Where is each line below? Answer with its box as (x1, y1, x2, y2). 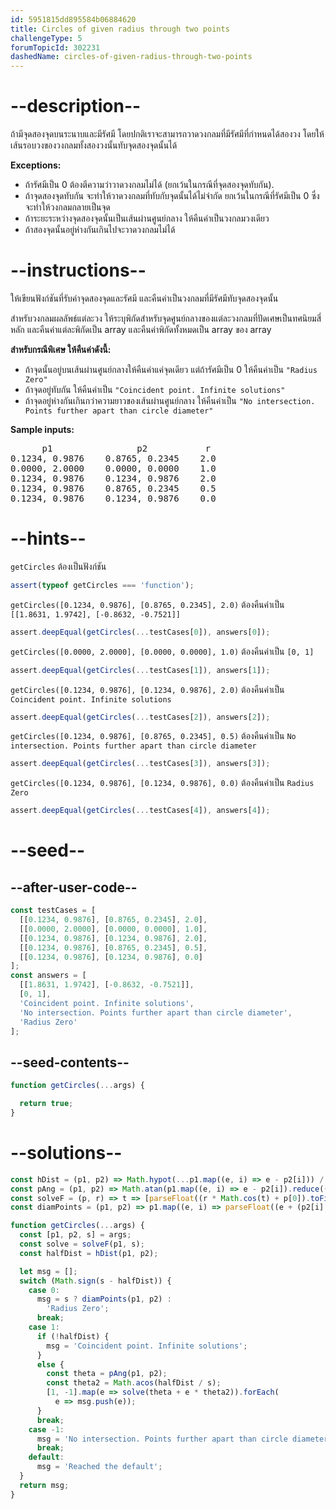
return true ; (19, 1099, 74, 1109)
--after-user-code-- (10, 879, 138, 896)
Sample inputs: (10, 424, 75, 435)
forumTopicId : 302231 (10, 42, 101, 53)
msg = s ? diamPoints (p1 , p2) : (36, 1294, 172, 1305)
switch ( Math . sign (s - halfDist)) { (19, 1276, 172, 1286)
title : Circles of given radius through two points (10, 24, 230, 34)
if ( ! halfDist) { (36, 1331, 110, 1341)
